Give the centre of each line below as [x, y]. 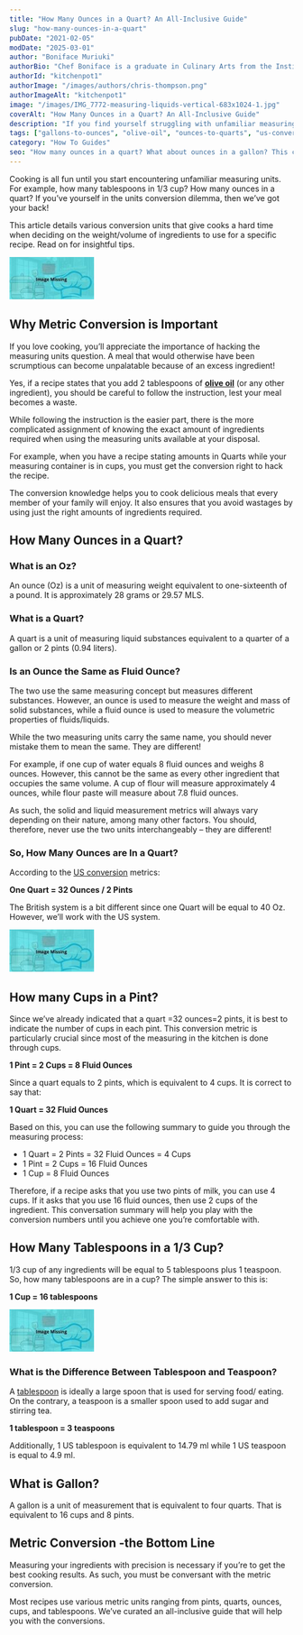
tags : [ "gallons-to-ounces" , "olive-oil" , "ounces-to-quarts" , [131, 133]
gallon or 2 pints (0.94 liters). [63, 648]
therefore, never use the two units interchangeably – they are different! [141, 829]
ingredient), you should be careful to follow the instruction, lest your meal [146, 392]
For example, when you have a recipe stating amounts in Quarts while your [148, 456]
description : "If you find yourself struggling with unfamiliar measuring [153, 124]
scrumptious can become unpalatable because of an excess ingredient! [142, 365]
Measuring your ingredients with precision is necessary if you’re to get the [147, 1565]
